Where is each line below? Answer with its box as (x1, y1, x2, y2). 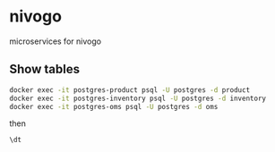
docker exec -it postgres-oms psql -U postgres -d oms (9, 102, 219, 111)
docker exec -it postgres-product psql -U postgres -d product (9, 85, 251, 95)
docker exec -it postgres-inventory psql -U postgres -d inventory (9, 94, 267, 103)
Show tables (9, 62, 81, 77)
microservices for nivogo (9, 36, 101, 46)
